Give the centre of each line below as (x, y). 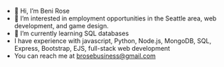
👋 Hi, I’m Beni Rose (42, 11)
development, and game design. (61, 26)
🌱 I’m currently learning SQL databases (71, 33)
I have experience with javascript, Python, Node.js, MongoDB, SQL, (113, 41)
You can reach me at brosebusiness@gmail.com (85, 56)
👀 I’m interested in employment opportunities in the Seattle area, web (115, 18)
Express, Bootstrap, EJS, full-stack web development (92, 48)
